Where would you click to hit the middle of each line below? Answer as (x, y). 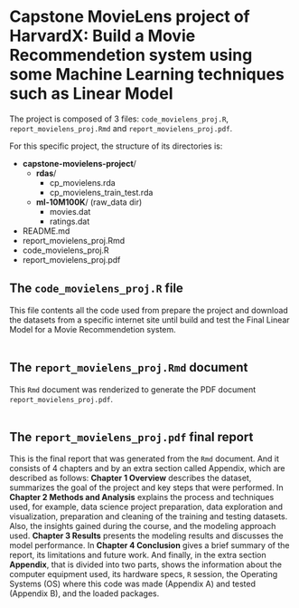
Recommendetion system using (131, 55)
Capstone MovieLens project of (130, 17)
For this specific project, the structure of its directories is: (116, 146)
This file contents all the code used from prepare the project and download (149, 310)
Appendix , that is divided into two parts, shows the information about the (146, 565)
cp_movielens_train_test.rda (101, 192)
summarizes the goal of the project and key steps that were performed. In (146, 487)
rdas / (46, 173)
